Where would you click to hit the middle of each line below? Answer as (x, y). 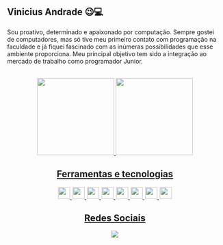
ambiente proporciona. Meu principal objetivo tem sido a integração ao (107, 53)
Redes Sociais (115, 218)
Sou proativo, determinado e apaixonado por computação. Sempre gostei (110, 32)
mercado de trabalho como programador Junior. (75, 61)
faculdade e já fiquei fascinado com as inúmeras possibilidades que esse (110, 47)
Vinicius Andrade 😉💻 (55, 12)
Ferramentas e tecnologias (115, 174)
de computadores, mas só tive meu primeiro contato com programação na (112, 39)
